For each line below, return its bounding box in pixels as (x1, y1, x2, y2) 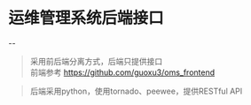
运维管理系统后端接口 (8, 8, 165, 28)
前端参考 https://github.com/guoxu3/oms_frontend (29, 67, 216, 78)
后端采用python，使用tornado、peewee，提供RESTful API (29, 86, 243, 96)
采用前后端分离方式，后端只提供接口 (29, 56, 163, 66)
